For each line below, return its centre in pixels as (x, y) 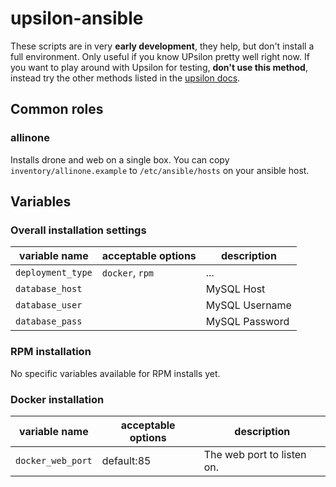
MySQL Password (247, 322)
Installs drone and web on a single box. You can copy (120, 159)
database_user (49, 305)
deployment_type (54, 273)
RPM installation (51, 352)
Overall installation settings (78, 230)
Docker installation (57, 399)
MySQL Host (235, 289)
